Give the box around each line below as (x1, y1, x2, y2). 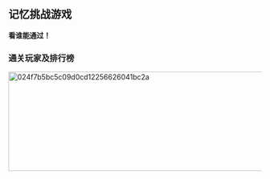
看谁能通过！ (8, 31, 51, 40)
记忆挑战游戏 (8, 7, 72, 22)
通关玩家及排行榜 (8, 52, 75, 63)
